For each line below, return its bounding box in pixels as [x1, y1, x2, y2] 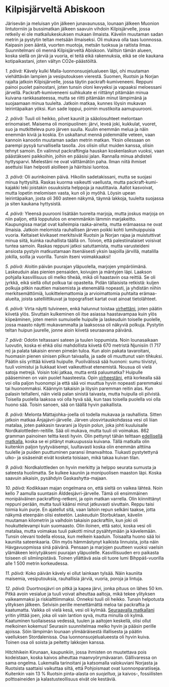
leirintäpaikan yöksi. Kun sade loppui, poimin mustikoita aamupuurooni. [5, 105, 153, 112]
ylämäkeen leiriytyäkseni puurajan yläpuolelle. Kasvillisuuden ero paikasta [5, 549, 159, 556]
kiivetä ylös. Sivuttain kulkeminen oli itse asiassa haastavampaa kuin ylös [5, 311, 157, 317]
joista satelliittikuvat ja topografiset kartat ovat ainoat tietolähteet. [21, 296, 157, 302]
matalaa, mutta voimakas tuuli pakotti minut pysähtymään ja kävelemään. [5, 528, 157, 534]
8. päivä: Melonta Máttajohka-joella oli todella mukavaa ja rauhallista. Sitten [5, 411, 162, 417]
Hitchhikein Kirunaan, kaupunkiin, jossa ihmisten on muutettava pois [5, 649, 147, 655]
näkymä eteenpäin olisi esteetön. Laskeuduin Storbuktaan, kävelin [5, 512, 143, 518]
